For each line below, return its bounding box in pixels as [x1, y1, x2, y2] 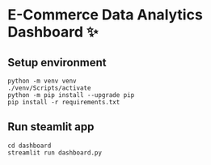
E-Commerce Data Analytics [7, 6, 203, 24]
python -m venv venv [7, 77, 78, 85]
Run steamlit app [7, 120, 95, 134]
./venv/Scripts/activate [7, 84, 91, 92]
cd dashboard [7, 142, 52, 150]
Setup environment [7, 55, 107, 70]
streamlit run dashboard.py [7, 148, 103, 157]
